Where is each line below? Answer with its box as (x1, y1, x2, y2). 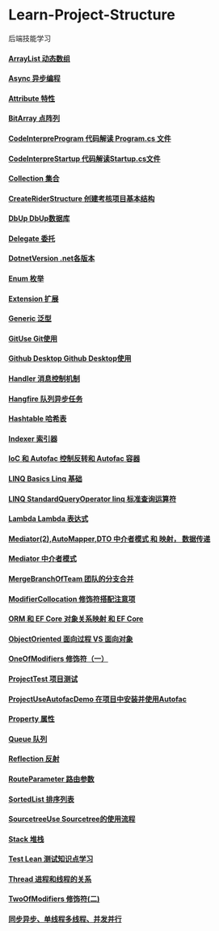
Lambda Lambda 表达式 (8, 514, 89, 523)
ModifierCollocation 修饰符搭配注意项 (8, 594, 136, 603)
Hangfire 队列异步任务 (8, 394, 83, 404)
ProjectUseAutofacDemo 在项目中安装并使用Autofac (8, 694, 187, 704)
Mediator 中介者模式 (8, 554, 77, 564)
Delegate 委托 (8, 233, 56, 243)
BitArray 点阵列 (8, 113, 61, 123)
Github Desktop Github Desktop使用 (8, 353, 132, 363)
